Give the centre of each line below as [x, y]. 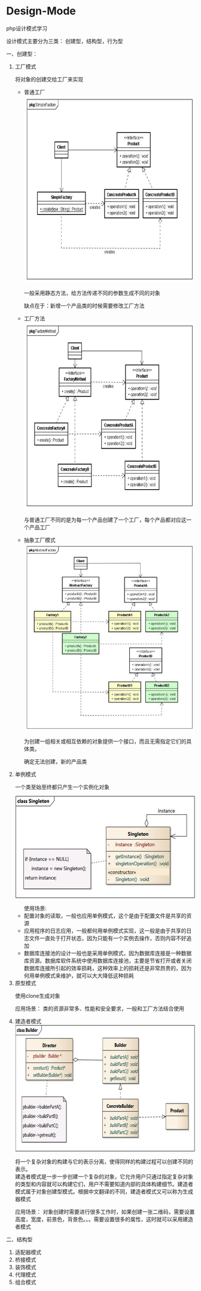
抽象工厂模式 [39, 540]
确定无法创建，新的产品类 [55, 761]
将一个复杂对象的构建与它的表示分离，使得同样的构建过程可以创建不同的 [104, 1161]
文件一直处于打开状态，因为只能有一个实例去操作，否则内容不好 [108, 938]
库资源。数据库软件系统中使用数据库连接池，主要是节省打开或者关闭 [108, 960]
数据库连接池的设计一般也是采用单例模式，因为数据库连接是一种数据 [108, 953]
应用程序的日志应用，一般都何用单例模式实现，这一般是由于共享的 [105, 931]
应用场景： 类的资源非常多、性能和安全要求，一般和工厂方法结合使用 [99, 1008]
